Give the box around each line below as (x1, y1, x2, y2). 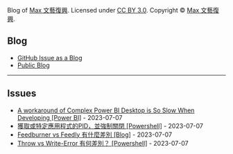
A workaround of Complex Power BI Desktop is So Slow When (17, 106, 195, 114)
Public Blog (17, 61, 50, 69)
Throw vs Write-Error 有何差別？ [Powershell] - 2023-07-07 (17, 139, 189, 147)
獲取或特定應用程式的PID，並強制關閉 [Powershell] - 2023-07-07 (17, 121, 203, 130)
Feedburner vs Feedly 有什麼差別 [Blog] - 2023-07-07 (17, 130, 172, 139)
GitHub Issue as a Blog (17, 53, 83, 62)
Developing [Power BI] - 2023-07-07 (17, 113, 123, 121)
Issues (7, 87, 37, 99)
